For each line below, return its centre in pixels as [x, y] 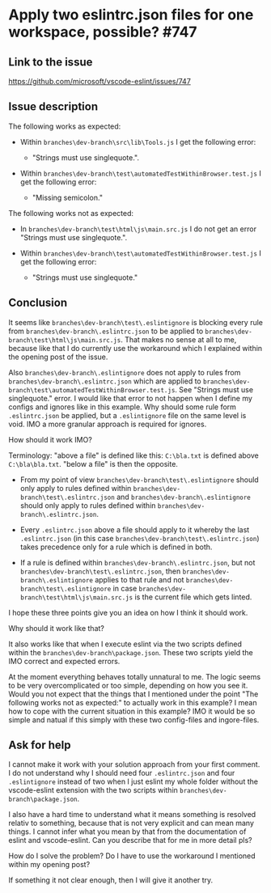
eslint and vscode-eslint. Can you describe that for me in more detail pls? [130, 840]
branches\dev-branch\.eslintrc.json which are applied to [105, 381]
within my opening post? [49, 865]
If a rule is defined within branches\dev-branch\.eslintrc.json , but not [138, 562]
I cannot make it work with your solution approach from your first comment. [134, 764]
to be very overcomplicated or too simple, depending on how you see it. [128, 685]
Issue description [53, 107]
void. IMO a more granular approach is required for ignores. [108, 424]
